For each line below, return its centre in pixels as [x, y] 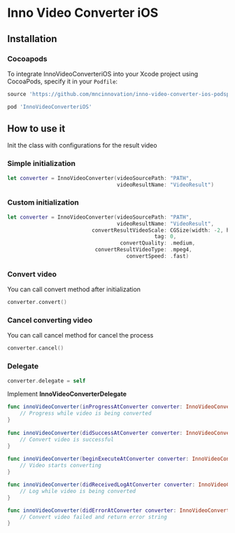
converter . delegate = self [47, 381]
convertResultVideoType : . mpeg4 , [143, 250]
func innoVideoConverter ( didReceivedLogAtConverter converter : [101, 485]
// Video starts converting [60, 466]
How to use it [36, 129]
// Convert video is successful [67, 439]
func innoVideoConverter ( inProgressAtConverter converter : [95, 407]
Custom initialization [43, 202]
